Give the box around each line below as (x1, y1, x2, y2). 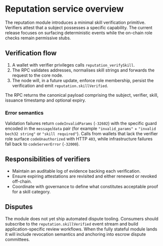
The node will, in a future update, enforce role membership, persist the (12, 77, 154, 83)
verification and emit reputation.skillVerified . (12, 83, 109, 88)
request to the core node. (12, 72, 63, 78)
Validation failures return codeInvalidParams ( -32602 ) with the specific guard (5, 121, 157, 126)
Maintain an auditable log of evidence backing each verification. (12, 168, 141, 174)
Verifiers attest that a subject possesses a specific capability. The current (5, 24, 153, 30)
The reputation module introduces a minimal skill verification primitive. (5, 19, 146, 25)
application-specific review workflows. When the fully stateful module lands (5, 226, 157, 232)
